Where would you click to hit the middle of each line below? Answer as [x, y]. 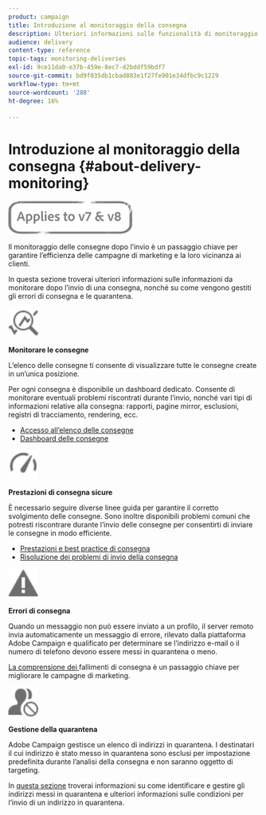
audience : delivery [41, 42]
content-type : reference [49, 51]
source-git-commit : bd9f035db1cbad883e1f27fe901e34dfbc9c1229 [113, 76]
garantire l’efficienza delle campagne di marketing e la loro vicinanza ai [125, 256]
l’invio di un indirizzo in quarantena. [66, 803]
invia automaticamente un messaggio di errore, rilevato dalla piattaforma [127, 635]
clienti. [19, 264]
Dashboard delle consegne [64, 439]
